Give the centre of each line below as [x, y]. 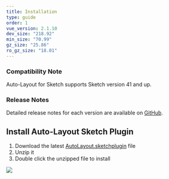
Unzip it [24, 152]
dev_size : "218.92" [30, 34]
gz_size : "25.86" [28, 45]
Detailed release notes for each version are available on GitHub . [84, 113]
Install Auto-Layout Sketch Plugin [70, 132]
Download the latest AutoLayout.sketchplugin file [75, 146]
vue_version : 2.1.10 [32, 28]
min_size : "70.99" [29, 39]
